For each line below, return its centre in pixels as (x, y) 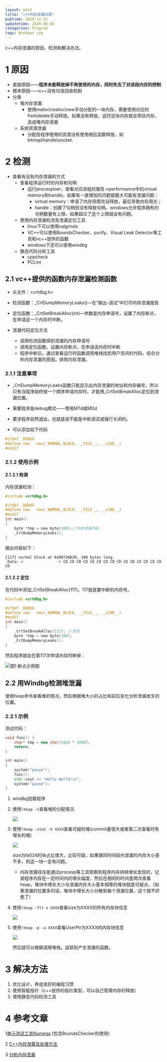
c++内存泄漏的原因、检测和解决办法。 (44, 48)
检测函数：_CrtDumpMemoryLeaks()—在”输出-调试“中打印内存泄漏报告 (85, 303)
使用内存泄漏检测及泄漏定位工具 (53, 220)
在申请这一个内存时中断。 (39, 319)
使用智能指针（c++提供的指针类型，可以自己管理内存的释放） (76, 991)
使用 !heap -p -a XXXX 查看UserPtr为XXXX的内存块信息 (68, 927)
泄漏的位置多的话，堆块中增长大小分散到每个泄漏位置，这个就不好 (92, 891)
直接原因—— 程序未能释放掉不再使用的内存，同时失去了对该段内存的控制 (86, 84)
